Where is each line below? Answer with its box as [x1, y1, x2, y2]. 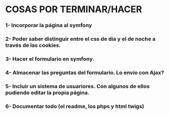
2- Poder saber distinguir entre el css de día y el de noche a [5, 36, 156, 43]
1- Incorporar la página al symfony [5, 22, 92, 29]
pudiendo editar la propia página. [5, 89, 90, 96]
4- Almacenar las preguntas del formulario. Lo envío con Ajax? [5, 69, 164, 76]
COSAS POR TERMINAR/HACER [5, 4, 142, 15]
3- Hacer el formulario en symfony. [5, 55, 95, 62]
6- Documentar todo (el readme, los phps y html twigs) [5, 103, 144, 110]
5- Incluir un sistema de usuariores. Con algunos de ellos [5, 82, 150, 90]
